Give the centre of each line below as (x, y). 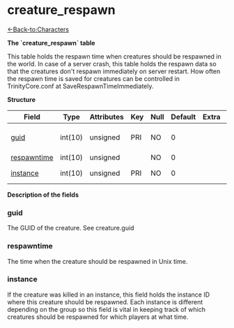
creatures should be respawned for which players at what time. (98, 317)
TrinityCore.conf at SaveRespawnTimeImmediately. (81, 86)
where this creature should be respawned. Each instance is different (105, 301)
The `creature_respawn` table (51, 43)
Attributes (107, 117)
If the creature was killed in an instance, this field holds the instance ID (109, 295)
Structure (22, 99)
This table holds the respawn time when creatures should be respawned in (114, 56)
